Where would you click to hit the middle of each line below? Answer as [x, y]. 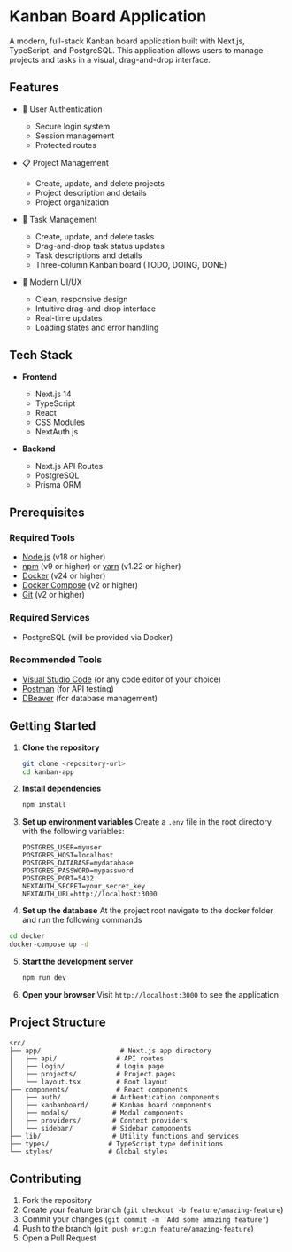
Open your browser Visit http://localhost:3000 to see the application [150, 994]
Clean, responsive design [81, 299]
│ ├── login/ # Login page [87, 1066]
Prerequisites [47, 512]
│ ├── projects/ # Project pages [92, 1074]
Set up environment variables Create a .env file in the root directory [147, 822]
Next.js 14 [53, 394]
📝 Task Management [59, 219]
